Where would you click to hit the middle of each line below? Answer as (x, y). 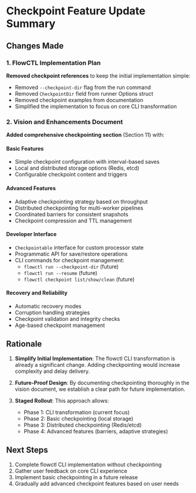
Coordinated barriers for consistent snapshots (71, 214)
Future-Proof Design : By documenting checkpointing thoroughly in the (102, 382)
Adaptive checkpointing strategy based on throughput (81, 201)
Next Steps (27, 450)
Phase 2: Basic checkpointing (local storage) (79, 418)
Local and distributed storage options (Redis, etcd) (77, 168)
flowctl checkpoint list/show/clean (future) (79, 279)
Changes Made (35, 46)
